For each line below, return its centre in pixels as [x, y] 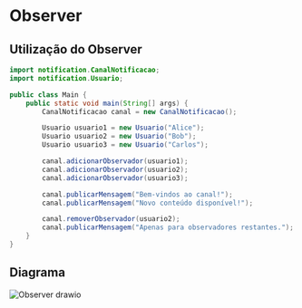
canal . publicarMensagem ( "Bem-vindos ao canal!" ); [137, 194]
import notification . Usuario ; [67, 78]
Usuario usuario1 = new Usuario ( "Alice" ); [123, 128]
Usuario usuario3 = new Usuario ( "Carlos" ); [125, 145]
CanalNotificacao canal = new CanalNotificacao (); [140, 111]
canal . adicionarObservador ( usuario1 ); [115, 161]
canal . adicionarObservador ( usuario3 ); [115, 178]
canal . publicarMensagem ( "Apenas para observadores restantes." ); [168, 227]
